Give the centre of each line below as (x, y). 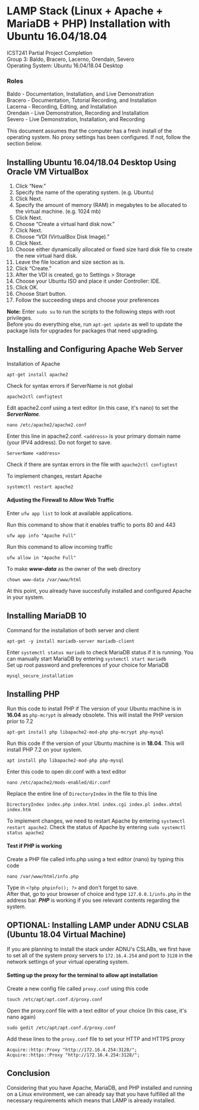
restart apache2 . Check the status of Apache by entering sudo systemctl (96, 827)
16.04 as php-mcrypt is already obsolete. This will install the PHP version (95, 715)
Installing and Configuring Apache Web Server (95, 349)
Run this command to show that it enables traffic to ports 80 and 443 (91, 525)
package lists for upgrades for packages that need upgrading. (83, 331)
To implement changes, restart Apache (54, 476)
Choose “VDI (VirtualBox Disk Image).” (62, 237)
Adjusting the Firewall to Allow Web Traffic (61, 500)
